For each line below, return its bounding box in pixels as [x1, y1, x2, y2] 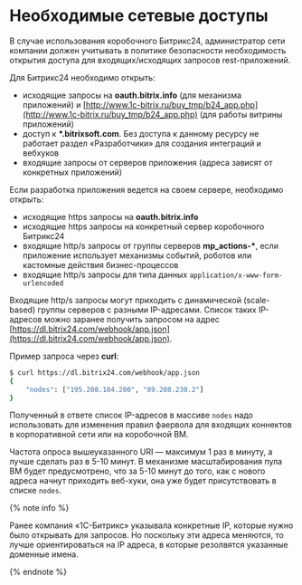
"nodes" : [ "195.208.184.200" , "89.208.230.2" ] [25, 385, 204, 394]
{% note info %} [9, 503, 70, 513]
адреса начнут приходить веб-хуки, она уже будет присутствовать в [9, 475, 278, 486]
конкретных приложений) [22, 167, 123, 177]
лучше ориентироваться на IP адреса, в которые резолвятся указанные [9, 540, 288, 551]
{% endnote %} [9, 567, 68, 578]
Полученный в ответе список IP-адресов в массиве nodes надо [9, 409, 253, 421]
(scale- [243, 294, 270, 305]
